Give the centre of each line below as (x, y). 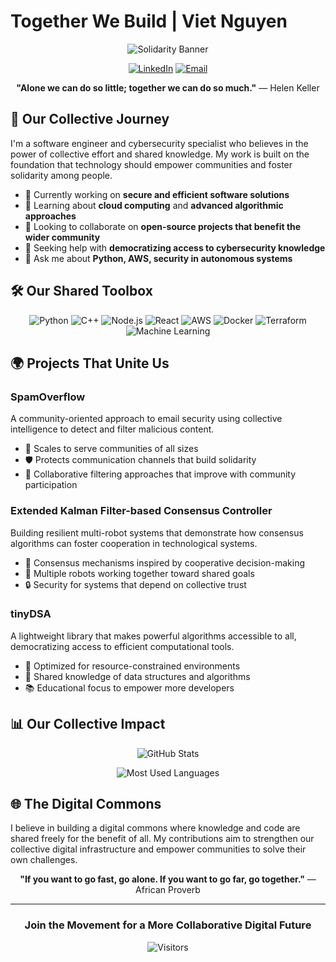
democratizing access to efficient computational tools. (122, 646)
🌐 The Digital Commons (86, 804)
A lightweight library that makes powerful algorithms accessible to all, (153, 636)
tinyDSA (31, 614)
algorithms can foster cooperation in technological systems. (134, 543)
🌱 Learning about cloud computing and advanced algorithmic (154, 205)
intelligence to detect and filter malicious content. (112, 429)
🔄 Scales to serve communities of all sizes (111, 449)
